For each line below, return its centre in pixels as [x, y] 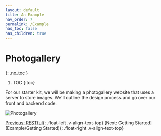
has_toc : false [21, 29]
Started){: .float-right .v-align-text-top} [83, 128]
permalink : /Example [27, 24]
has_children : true [26, 33]
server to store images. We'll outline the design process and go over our [80, 97]
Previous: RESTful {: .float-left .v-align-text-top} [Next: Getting [70, 123]
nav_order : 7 [19, 19]
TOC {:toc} [24, 82]
